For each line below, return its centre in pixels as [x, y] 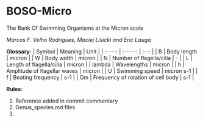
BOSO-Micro [39, 11]
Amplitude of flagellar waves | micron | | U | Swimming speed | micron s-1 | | [102, 70]
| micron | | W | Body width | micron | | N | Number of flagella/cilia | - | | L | [100, 58]
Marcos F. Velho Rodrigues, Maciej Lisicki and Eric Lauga [79, 39]
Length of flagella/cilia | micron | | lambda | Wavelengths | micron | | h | [95, 64]
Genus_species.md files [45, 107]
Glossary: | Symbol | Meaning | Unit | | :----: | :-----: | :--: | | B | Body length [102, 51]
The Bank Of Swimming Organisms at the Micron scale [75, 28]
